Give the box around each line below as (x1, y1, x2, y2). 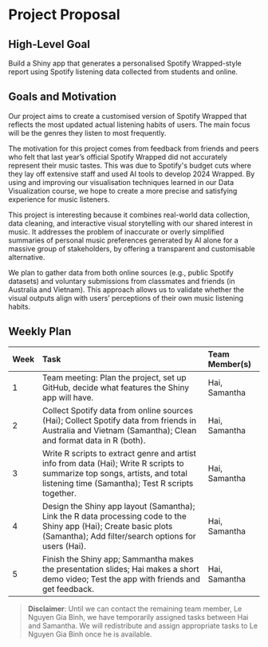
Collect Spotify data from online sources (42, 404, 194, 416)
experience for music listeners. (8, 194, 110, 204)
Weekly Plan (8, 325, 72, 338)
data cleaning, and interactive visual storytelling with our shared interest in (8, 218, 253, 228)
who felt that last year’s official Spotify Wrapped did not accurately (8, 152, 227, 161)
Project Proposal (8, 6, 121, 24)
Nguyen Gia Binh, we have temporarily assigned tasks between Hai (27, 612, 249, 621)
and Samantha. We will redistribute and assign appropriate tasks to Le (27, 621, 258, 630)
